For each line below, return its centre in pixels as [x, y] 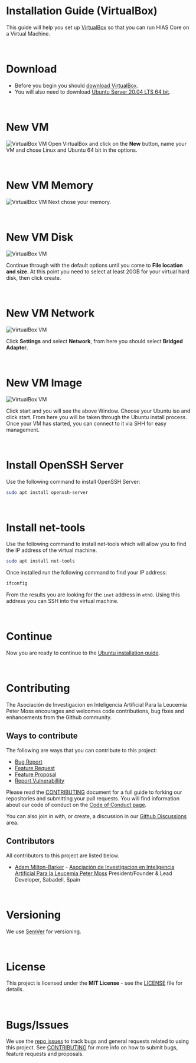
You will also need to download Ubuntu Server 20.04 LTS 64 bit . [93, 92]
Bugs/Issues [37, 1025]
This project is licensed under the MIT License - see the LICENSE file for [94, 983]
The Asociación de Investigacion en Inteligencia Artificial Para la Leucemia [97, 704]
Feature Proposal [35, 774]
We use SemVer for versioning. [44, 931]
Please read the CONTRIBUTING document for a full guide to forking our [94, 792]
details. [15, 989]
